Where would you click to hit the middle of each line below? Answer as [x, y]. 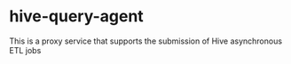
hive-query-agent [76, 16]
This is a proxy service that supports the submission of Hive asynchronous [145, 41]
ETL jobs [25, 50]
